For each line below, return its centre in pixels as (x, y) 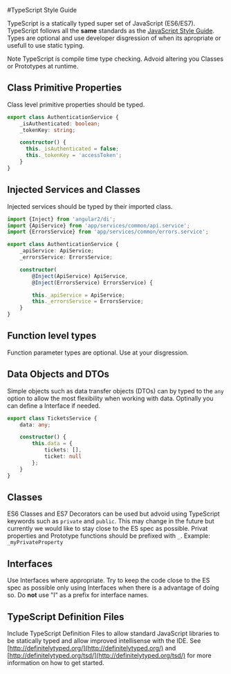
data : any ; (35, 424)
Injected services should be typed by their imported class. (90, 206)
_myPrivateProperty (35, 543)
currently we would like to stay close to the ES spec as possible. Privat (108, 529)
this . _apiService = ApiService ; (79, 295)
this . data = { (52, 444)
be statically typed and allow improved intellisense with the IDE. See (104, 640)
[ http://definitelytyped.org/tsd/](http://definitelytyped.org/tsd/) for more (110, 655)
